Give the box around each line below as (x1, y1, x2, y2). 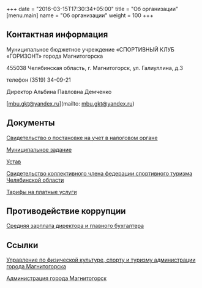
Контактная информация (6, 29, 108, 40)
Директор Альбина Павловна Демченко (6, 88, 112, 95)
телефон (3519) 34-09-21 (6, 76, 72, 84)
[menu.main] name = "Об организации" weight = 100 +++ (6, 12, 154, 19)
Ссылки (6, 239, 39, 251)
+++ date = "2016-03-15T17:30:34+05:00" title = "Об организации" (6, 6, 179, 12)
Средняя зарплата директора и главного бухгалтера (6, 222, 144, 230)
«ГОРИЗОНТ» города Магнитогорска (6, 52, 103, 60)
